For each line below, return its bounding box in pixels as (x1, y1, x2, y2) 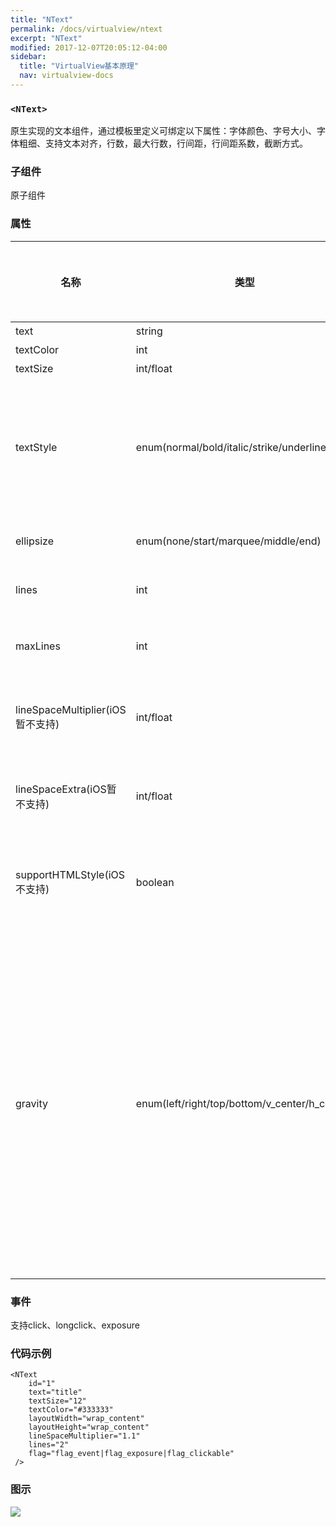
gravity (15, 1096, 48, 1110)
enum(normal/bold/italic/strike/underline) (135, 440, 331, 454)
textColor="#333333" (28, 1405, 114, 1415)
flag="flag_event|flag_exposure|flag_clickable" (28, 1449, 235, 1459)
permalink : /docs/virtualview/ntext (10, 24, 163, 34)
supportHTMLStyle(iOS (15, 867, 126, 881)
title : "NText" (10, 14, 74, 25)
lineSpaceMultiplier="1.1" (28, 1431, 141, 1441)
